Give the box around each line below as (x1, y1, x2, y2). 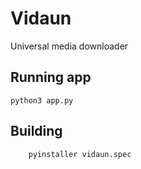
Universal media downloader (10, 40, 129, 52)
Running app (10, 69, 92, 86)
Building (10, 123, 63, 140)
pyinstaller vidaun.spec (28, 149, 132, 159)
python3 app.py (10, 95, 74, 106)
